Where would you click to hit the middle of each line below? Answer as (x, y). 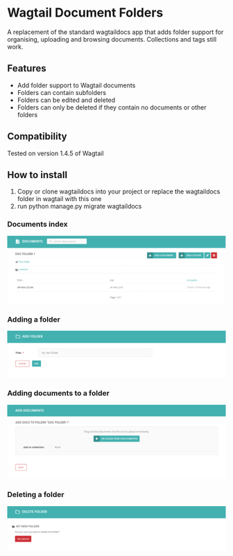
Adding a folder (34, 319)
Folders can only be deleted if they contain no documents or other (112, 107)
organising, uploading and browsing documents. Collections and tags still (112, 39)
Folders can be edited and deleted (66, 100)
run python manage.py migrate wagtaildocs (79, 207)
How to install (37, 175)
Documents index (37, 225)
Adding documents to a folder (58, 393)
